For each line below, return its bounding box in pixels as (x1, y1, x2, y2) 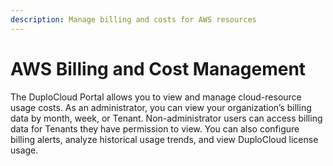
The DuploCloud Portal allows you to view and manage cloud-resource (10, 91, 302, 103)
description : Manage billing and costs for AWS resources (10, 14, 257, 25)
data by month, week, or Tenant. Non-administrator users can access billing (10, 112, 323, 124)
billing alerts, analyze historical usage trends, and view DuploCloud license (10, 133, 319, 145)
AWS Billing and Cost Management (10, 57, 307, 80)
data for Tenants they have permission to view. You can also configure (10, 122, 300, 135)
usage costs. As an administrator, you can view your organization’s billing (10, 101, 312, 113)
